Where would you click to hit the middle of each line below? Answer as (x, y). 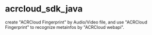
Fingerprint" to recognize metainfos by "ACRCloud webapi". (65, 27)
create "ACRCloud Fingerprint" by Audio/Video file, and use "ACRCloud (76, 22)
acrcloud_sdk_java (44, 9)
